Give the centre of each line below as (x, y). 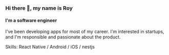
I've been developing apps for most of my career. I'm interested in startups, (85, 32)
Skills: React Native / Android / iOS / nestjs (50, 47)
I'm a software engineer (31, 20)
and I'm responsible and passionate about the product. (63, 37)
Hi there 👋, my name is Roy (39, 8)
